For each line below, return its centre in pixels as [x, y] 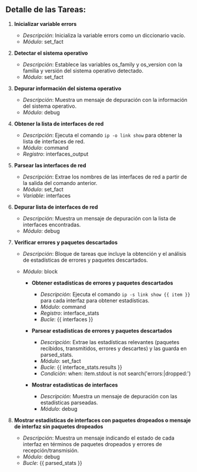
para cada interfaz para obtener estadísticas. [95, 301]
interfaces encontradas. [52, 225]
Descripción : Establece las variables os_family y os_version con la [103, 64]
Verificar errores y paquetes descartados [66, 242]
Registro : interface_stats [70, 313]
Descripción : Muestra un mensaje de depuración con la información [105, 100]
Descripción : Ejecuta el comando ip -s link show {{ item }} [115, 294]
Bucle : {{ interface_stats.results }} [81, 367]
